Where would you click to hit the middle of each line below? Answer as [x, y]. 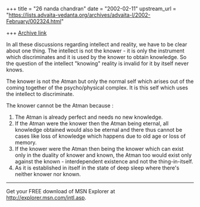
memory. [26, 142]
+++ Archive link [26, 33]
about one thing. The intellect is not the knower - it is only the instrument [95, 51]
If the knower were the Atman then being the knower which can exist [99, 149]
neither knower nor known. [48, 174]
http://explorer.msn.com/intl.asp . [46, 197]
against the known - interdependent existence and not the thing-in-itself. [104, 161]
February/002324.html [34, 21]
